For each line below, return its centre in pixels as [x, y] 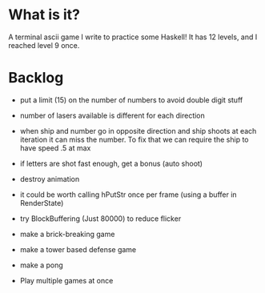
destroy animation [50, 179]
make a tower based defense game [78, 249]
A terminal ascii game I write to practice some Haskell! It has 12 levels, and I [133, 37]
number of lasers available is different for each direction [112, 115]
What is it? [44, 15]
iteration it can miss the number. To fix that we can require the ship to [134, 139]
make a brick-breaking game [67, 234]
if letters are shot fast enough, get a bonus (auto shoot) [111, 163]
